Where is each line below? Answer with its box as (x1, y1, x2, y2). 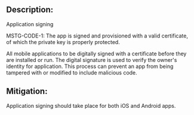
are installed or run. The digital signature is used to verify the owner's (6, 56, 177, 63)
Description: (6, 5, 54, 15)
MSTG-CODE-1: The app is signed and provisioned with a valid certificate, (6, 32, 188, 39)
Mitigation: (6, 86, 48, 97)
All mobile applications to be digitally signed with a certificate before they (6, 50, 187, 57)
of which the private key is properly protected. (6, 38, 121, 45)
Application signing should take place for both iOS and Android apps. (6, 102, 176, 109)
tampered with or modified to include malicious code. (6, 69, 137, 76)
